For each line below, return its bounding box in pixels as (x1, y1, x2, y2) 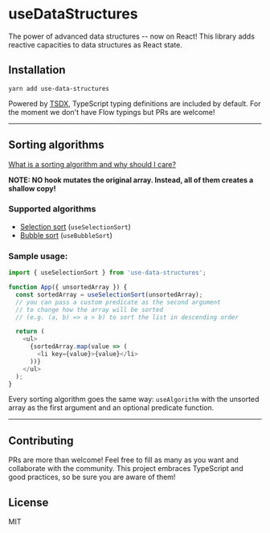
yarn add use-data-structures (8, 84, 110, 92)
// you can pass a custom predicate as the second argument (15, 298, 221, 306)
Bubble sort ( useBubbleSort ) (19, 230, 112, 240)
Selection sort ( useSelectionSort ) (19, 222, 131, 232)
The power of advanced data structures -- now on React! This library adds (8, 31, 256, 41)
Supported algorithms (8, 203, 96, 215)
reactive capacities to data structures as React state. (8, 39, 183, 49)
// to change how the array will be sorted (15, 305, 163, 314)
